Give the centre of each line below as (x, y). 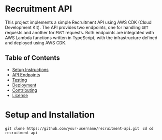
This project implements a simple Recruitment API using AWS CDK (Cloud (78, 22)
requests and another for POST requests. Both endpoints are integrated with (80, 32)
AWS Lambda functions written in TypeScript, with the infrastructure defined (81, 38)
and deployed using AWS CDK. (36, 42)
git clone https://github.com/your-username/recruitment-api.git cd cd (79, 128)
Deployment (24, 85)
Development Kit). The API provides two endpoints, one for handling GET (77, 27)
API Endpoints (26, 75)
